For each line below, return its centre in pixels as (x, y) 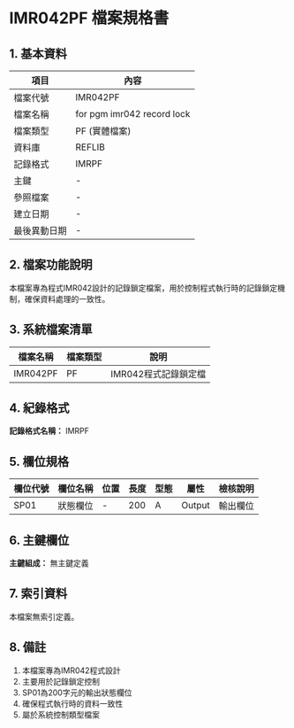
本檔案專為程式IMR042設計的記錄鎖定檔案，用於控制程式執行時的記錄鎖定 (143, 288)
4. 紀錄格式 (39, 408)
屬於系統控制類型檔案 (60, 715)
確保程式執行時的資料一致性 (72, 703)
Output (196, 506)
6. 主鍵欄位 (39, 540)
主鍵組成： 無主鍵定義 (49, 563)
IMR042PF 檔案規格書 (89, 18)
